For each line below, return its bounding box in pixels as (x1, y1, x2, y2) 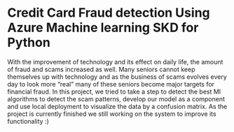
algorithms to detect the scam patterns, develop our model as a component (7, 94, 226, 103)
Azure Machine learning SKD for (7, 20, 199, 36)
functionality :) (7, 117, 49, 125)
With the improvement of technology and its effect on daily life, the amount (7, 57, 223, 66)
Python (7, 35, 50, 50)
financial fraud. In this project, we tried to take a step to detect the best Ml (7, 87, 221, 96)
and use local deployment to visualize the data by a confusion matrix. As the (7, 102, 228, 110)
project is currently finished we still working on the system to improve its (7, 110, 216, 118)
